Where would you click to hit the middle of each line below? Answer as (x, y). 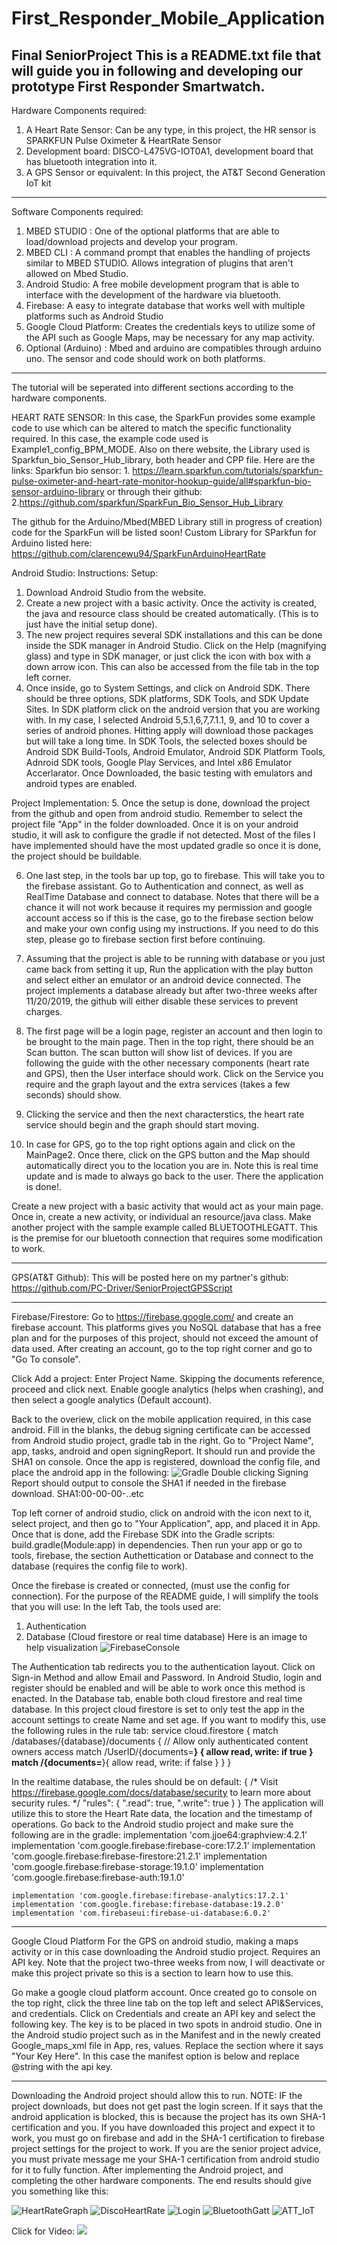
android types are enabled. (81, 783)
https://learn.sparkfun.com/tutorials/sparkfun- (228, 470)
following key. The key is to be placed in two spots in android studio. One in (167, 2024)
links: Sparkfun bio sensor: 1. (71, 470)
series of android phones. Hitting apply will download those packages (169, 730)
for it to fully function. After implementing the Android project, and (147, 2170)
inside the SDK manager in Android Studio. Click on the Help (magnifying (176, 645)
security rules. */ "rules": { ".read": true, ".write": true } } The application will (167, 1803)
